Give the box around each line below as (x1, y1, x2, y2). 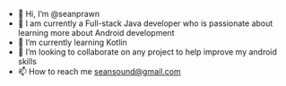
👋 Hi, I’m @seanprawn (17, 9, 100, 19)
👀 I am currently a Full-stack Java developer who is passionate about (17, 18, 273, 29)
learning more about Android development (17, 28, 175, 38)
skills (17, 56, 38, 66)
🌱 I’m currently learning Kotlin (17, 37, 127, 47)
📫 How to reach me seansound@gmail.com (17, 66, 181, 76)
